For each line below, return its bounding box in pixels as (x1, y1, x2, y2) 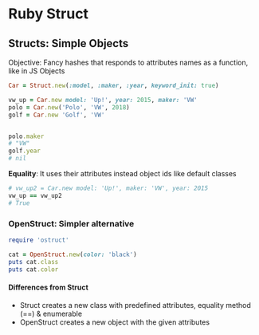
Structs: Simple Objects (8, 37, 129, 50)
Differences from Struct (8, 282, 89, 292)
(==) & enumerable (19, 309, 82, 318)
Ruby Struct (8, 5, 89, 23)
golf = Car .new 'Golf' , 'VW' (8, 111, 105, 119)
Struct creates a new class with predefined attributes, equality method (19, 300, 251, 309)
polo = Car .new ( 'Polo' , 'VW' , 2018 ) (8, 103, 130, 112)
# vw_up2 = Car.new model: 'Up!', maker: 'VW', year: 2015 (8, 184, 209, 192)
